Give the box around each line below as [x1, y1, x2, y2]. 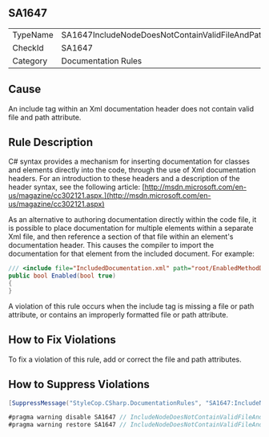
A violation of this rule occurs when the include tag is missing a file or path [8, 301, 255, 311]
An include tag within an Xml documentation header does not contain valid [8, 103, 255, 113]
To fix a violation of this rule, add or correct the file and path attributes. [8, 354, 242, 364]
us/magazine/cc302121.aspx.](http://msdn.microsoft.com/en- [8, 191, 211, 200]
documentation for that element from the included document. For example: [8, 249, 255, 259]
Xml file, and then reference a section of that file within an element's [8, 232, 234, 241]
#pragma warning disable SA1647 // [8, 413, 127, 422]
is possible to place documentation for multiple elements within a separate [8, 224, 254, 233]
